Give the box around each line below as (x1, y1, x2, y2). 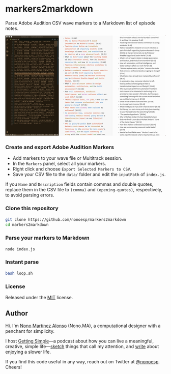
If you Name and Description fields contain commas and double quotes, (5, 181, 154, 187)
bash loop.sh (5, 271, 33, 276)
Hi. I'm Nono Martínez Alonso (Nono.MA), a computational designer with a (5, 323, 161, 329)
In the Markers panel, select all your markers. (12, 161, 106, 167)
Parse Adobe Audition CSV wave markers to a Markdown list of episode (5, 20, 156, 26)
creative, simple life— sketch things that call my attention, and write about (5, 343, 159, 349)
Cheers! (5, 364, 22, 370)
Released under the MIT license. (5, 294, 73, 300)
